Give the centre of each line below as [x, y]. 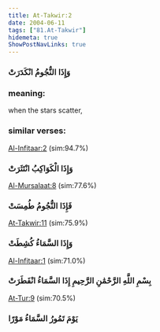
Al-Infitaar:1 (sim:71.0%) [47, 260]
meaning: [27, 93]
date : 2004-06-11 [37, 23]
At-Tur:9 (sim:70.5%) [42, 298]
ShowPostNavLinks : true [47, 45]
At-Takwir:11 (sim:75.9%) [48, 223]
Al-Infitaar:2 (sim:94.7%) [48, 148]
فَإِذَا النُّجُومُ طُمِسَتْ [40, 205]
